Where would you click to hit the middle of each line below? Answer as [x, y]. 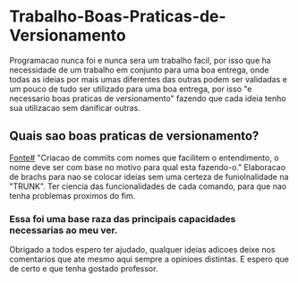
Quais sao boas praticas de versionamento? [134, 136]
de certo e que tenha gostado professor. [84, 269]
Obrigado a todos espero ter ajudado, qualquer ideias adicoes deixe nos [142, 250]
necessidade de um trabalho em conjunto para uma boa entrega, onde [139, 70]
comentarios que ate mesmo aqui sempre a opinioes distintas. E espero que [149, 259]
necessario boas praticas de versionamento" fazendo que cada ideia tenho [148, 98]
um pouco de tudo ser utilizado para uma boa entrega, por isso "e [131, 89]
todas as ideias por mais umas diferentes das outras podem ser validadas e [149, 79]
